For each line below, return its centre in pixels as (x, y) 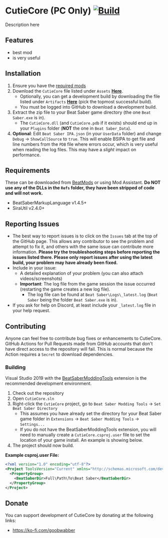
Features (19, 40)
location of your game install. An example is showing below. (81, 440)
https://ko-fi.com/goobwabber (44, 530)
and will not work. (24, 193)
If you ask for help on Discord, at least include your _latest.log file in (84, 305)
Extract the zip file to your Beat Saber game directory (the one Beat (81, 112)
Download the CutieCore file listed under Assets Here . (68, 91)
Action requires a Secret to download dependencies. (59, 354)
